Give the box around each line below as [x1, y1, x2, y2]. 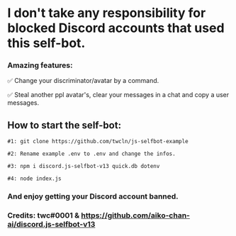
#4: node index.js [7, 175, 62, 182]
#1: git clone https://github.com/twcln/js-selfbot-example [7, 138, 189, 145]
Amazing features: [7, 60, 73, 70]
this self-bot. [7, 35, 86, 51]
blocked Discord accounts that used [7, 20, 225, 36]
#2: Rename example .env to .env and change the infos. [7, 150, 176, 157]
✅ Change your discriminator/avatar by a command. [7, 77, 159, 85]
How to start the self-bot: [7, 119, 122, 131]
